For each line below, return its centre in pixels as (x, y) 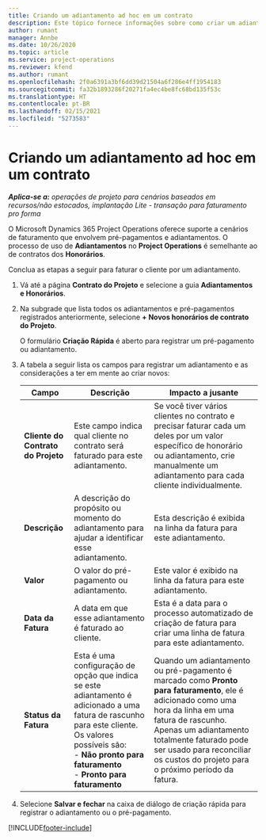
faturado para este (108, 455)
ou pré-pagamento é (193, 670)
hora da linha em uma (194, 710)
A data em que (101, 608)
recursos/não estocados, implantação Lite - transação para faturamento (127, 205)
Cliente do (44, 435)
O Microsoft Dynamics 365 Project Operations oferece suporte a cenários (128, 229)
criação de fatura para (195, 623)
